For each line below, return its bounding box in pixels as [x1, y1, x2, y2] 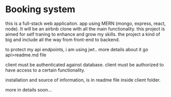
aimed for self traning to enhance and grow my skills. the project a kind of [5, 31, 161, 37]
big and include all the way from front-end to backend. [5, 37, 120, 43]
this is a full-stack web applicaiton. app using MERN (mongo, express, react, [5, 20, 166, 26]
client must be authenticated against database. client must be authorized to [5, 61, 164, 68]
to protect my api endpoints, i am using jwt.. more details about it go [5, 46, 149, 52]
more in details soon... [5, 86, 52, 92]
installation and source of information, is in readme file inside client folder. [5, 77, 161, 83]
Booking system [5, 4, 76, 15]
